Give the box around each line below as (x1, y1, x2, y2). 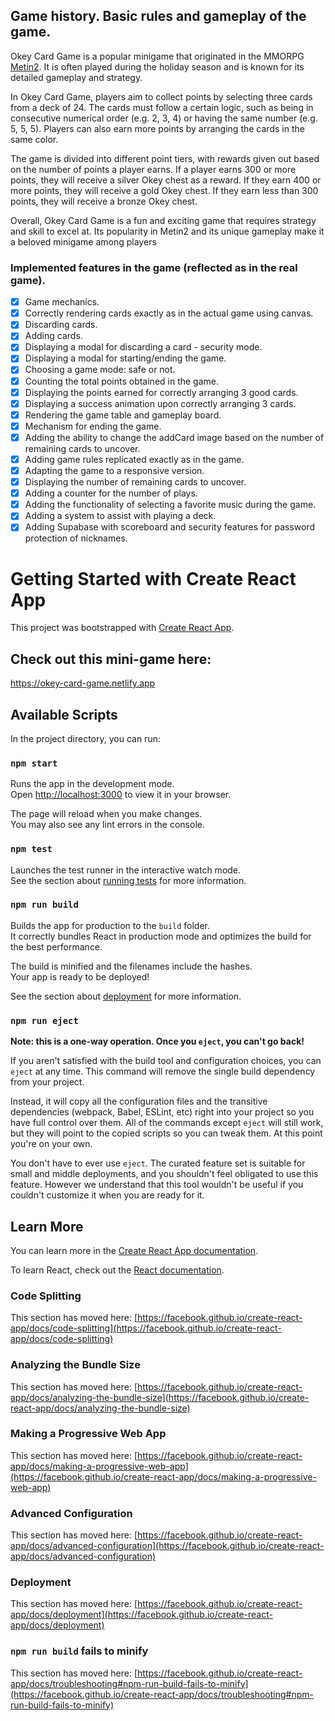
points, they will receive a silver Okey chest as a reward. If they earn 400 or (10, 174, 322, 186)
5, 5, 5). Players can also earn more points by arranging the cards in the (10, 122, 305, 134)
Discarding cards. (24, 319, 98, 331)
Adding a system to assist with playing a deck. (24, 510, 217, 522)
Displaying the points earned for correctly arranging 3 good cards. (24, 386, 299, 398)
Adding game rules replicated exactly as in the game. (24, 453, 245, 465)
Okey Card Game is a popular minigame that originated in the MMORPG (10, 50, 305, 62)
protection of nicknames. (24, 532, 128, 544)
